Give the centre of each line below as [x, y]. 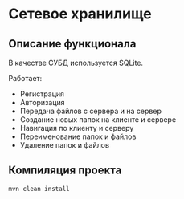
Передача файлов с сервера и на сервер [91, 111]
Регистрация [42, 94]
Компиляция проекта [65, 171]
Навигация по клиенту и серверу [77, 128]
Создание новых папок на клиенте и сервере [98, 120]
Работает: [25, 78]
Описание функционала [72, 44]
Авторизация [43, 102]
